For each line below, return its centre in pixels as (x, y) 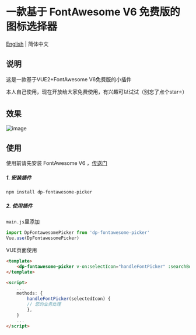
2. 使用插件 (20, 206)
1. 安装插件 (19, 177)
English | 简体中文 (27, 44)
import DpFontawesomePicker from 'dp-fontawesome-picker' (78, 233)
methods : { (30, 293)
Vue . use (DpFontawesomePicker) (43, 238)
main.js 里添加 (23, 222)
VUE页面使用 (22, 250)
